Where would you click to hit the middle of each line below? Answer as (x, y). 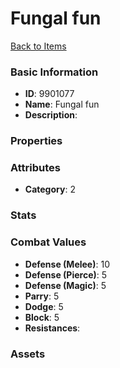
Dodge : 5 (44, 306)
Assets (28, 354)
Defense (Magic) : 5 (65, 285)
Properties (36, 141)
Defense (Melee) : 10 (67, 264)
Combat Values (48, 242)
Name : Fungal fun (62, 104)
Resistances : (52, 328)
